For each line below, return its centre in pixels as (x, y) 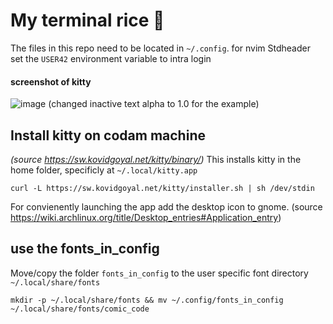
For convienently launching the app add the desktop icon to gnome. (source (166, 206)
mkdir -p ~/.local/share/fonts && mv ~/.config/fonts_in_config (147, 300)
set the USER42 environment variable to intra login (111, 58)
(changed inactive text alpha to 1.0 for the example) (154, 104)
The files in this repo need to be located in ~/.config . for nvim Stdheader (160, 48)
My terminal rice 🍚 (87, 20)
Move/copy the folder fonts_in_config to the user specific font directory (159, 273)
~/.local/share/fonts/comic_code (80, 309)
